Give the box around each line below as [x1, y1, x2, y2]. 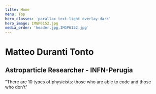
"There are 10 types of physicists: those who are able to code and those [5, 79, 151, 85]
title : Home [5, 7, 30, 12]
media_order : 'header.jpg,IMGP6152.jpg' [5, 25, 90, 30]
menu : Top [5, 12, 26, 17]
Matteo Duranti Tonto [5, 47, 94, 58]
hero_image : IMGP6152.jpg [5, 21, 58, 26]
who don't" [5, 84, 28, 90]
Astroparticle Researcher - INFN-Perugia [5, 66, 133, 74]
